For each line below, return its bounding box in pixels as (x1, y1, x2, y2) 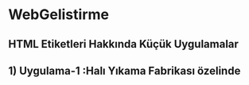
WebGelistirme (8, 6, 110, 24)
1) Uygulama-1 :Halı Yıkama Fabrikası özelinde (8, 64, 241, 77)
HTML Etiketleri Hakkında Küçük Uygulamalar (8, 37, 239, 51)
